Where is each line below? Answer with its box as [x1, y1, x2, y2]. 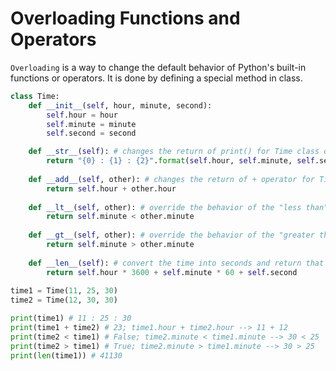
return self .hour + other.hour [46, 183, 177, 194]
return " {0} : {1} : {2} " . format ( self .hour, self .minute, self [46, 156, 315, 166]
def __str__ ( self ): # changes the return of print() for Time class [28, 147, 320, 157]
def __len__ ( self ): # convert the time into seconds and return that [28, 258, 325, 268]
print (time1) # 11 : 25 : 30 [10, 313, 132, 324]
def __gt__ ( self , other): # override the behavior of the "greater [28, 230, 315, 241]
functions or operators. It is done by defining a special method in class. [10, 72, 303, 84]
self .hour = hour [46, 110, 118, 120]
